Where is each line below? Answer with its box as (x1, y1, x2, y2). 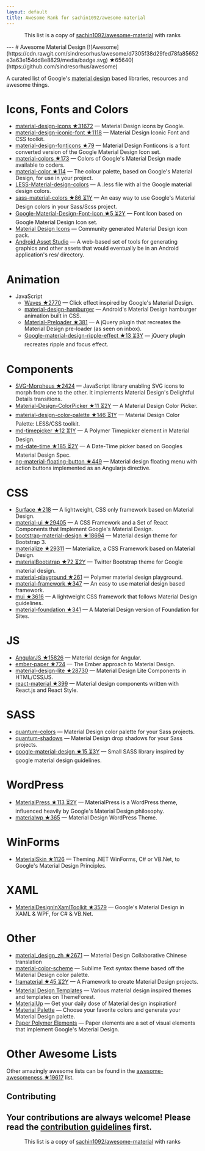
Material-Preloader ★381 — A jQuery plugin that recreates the (24, 319, 181, 326)
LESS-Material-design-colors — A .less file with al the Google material (15, 181, 192, 188)
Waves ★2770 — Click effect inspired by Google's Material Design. (24, 299, 194, 307)
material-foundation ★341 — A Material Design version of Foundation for (15, 606, 199, 614)
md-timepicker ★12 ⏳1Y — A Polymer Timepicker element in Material (15, 427, 190, 434)
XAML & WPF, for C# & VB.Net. (15, 910, 93, 917)
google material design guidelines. (15, 757, 102, 764)
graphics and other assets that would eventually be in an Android (15, 245, 179, 252)
